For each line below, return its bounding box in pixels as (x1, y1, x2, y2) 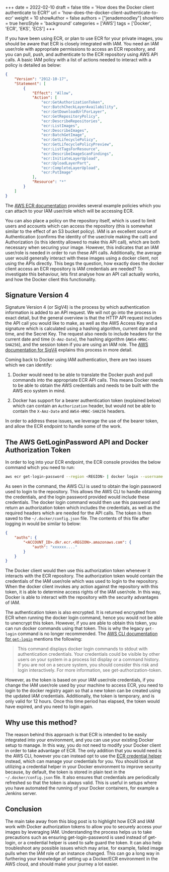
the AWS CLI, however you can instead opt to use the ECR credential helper (5, 753, 162, 759)
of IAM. (5, 599, 21, 605)
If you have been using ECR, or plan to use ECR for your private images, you (5, 35, 163, 41)
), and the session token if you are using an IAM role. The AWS (18, 341, 148, 347)
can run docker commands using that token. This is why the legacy (5, 626, 144, 632)
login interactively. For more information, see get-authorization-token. (17, 667, 162, 673)
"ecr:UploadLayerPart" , (41, 160, 92, 165)
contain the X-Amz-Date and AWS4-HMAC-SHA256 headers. (12, 408, 126, 414)
